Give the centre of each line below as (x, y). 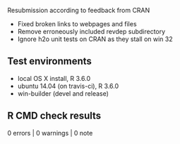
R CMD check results (54, 116)
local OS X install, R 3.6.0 (54, 78)
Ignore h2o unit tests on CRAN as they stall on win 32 (95, 39)
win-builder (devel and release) (63, 93)
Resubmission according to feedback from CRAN (79, 10)
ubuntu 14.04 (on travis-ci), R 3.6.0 (68, 86)
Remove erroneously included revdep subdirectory (91, 32)
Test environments (49, 61)
